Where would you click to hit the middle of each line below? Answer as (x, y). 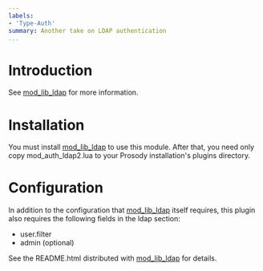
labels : (21, 16)
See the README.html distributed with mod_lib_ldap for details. (113, 258)
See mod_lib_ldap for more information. (73, 92)
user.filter (36, 234)
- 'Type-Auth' (32, 23)
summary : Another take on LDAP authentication (87, 30)
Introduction (51, 70)
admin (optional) (47, 243)
